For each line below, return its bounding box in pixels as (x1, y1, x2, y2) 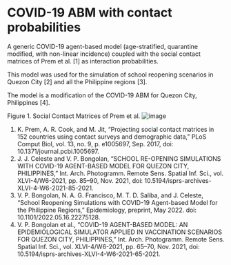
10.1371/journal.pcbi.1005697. (17, 147, 100, 155)
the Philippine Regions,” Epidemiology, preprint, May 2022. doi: (17, 206, 197, 214)
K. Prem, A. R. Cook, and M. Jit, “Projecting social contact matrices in (17, 125, 214, 133)
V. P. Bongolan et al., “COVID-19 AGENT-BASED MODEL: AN (17, 220, 188, 228)
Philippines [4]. (7, 98, 50, 106)
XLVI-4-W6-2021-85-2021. (17, 184, 94, 192)
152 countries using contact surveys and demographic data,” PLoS (17, 132, 207, 141)
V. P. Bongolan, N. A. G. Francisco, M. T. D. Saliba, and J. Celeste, (17, 191, 203, 199)
